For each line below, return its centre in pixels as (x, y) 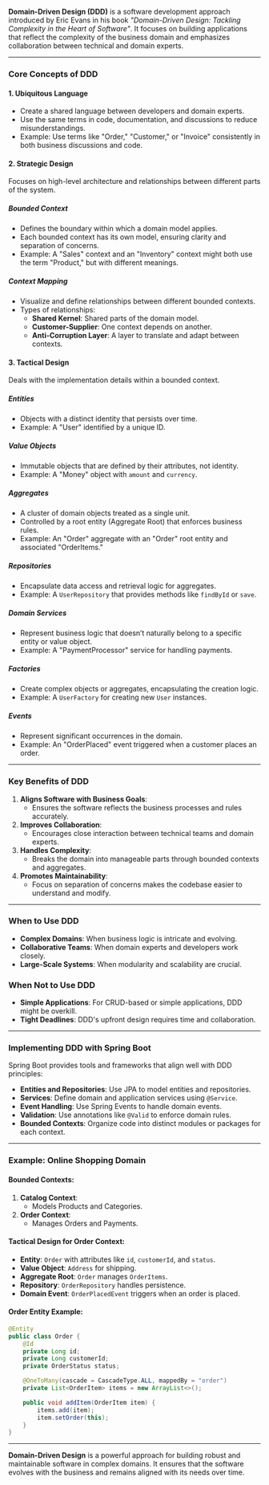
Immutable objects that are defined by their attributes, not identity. (129, 466)
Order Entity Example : (46, 1312)
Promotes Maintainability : (64, 875)
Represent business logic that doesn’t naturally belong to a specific (131, 633)
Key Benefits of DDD (49, 781)
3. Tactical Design (39, 362)
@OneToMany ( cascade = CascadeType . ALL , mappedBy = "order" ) (125, 1381)
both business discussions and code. (81, 145)
